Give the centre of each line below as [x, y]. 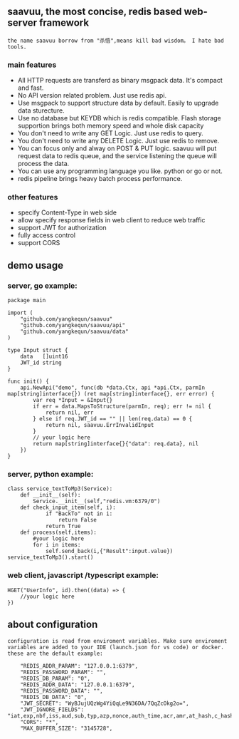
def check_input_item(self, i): [68, 508]
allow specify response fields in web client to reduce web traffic [111, 220]
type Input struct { [38, 351]
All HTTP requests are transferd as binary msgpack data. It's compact [120, 81]
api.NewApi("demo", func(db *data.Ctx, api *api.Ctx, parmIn [112, 388]
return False [78, 520]
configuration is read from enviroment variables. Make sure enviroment [117, 641]
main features [32, 65]
